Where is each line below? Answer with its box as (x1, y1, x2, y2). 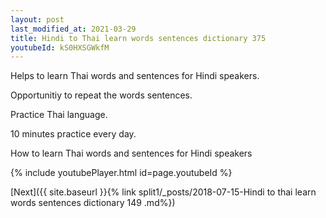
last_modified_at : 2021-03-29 (10, 24, 137, 34)
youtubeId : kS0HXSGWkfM (10, 42, 110, 53)
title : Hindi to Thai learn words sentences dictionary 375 (10, 33, 267, 43)
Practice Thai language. (10, 109, 108, 121)
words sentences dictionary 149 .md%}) (10, 197, 176, 209)
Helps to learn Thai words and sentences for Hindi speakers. (10, 70, 260, 82)
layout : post (10, 14, 65, 25)
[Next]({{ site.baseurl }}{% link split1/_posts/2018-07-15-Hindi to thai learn (10, 186, 317, 198)
